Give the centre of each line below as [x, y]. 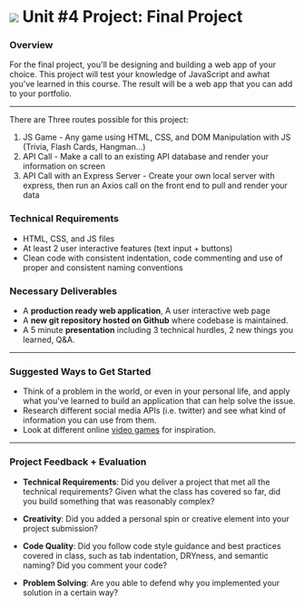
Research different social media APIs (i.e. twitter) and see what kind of [154, 411]
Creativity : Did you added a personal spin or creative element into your [156, 518]
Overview [31, 45]
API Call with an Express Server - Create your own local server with [148, 176]
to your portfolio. [41, 93]
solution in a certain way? [70, 592]
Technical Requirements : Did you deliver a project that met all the [146, 482]
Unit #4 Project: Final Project [133, 17]
